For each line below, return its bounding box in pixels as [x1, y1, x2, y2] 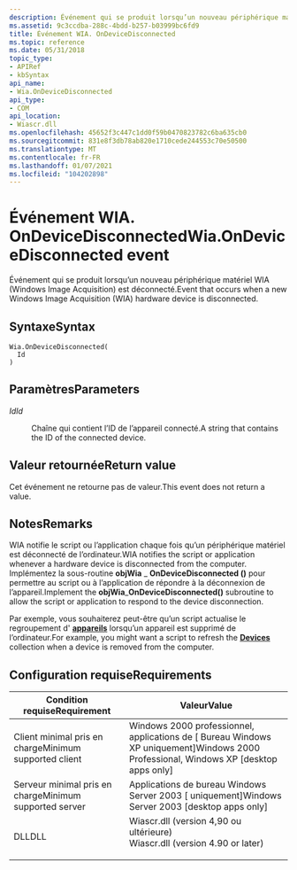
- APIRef [9, 63, 42, 72]
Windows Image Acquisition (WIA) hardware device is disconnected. [9, 293, 259, 304]
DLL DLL [13, 830, 47, 843]
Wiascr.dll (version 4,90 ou [128, 815, 241, 827]
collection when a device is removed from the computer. [9, 641, 215, 652]
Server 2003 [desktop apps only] [128, 801, 268, 813]
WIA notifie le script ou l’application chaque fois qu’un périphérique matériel [9, 540, 286, 550]
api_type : [9, 95, 46, 105]
